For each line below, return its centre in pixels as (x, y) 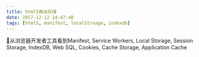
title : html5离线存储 (32, 12)
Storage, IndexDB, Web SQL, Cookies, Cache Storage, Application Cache (97, 47)
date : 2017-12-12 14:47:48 (40, 17)
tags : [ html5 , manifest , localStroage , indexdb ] (68, 23)
